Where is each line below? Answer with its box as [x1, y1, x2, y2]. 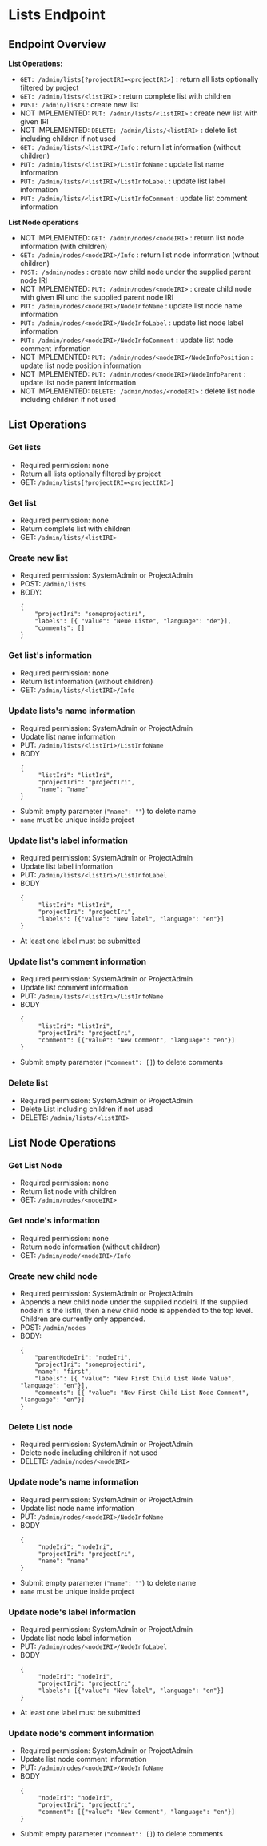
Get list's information [8, 650, 93, 661]
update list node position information [19, 361, 141, 370]
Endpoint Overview [8, 38, 106, 51]
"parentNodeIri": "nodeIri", [34, 1354, 132, 1362]
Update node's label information [8, 1606, 136, 1618]
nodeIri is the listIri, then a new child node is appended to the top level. [19, 1306, 253, 1316]
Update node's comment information [8, 1727, 154, 1739]
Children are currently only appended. [19, 1314, 145, 1324]
